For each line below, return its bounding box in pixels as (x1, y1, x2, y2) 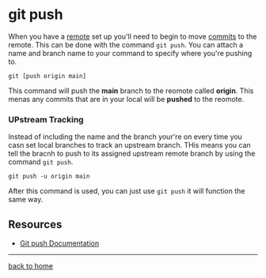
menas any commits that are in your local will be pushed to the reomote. (8, 94, 245, 103)
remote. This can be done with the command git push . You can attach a (8, 39, 244, 49)
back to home (8, 261, 54, 271)
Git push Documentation (19, 239, 100, 248)
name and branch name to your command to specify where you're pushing (8, 48, 253, 58)
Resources (8, 217, 63, 231)
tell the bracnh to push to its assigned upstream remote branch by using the (8, 148, 256, 159)
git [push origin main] (8, 72, 87, 80)
